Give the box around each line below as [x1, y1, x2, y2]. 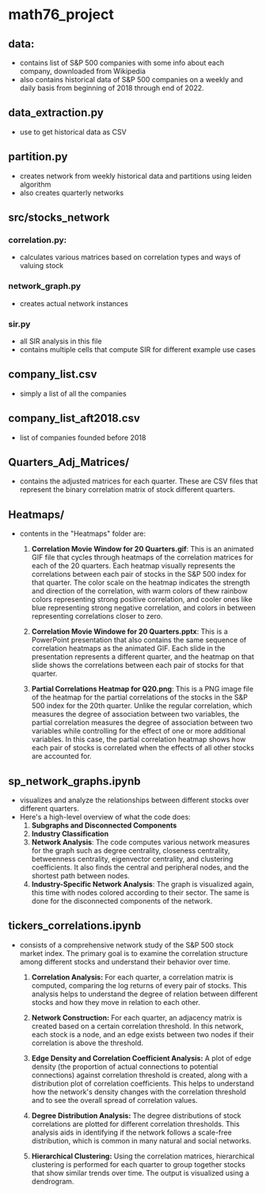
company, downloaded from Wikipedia [19, 66, 146, 76]
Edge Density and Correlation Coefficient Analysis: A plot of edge [31, 1053, 252, 1063]
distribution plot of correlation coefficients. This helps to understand [31, 1078, 255, 1088]
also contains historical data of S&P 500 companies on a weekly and [19, 75, 244, 84]
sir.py [8, 318, 31, 329]
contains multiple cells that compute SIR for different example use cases [19, 344, 256, 354]
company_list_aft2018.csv [8, 411, 141, 425]
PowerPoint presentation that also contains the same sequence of [31, 635, 247, 645]
